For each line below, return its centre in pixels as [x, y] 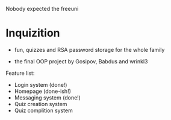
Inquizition [33, 33]
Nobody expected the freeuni [42, 9]
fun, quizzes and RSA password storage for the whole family [89, 49]
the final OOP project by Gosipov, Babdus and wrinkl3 [81, 61]
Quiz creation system [41, 104]
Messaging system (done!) [47, 97]
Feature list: [20, 73]
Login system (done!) [41, 84]
